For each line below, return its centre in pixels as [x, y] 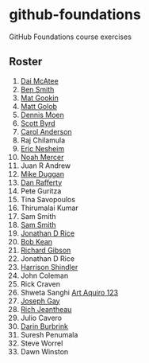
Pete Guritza [41, 191]
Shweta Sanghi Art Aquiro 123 [69, 292]
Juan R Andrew [45, 166]
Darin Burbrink [44, 326]
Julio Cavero [41, 318]
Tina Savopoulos [48, 199]
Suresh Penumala [49, 334]
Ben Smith [37, 89]
